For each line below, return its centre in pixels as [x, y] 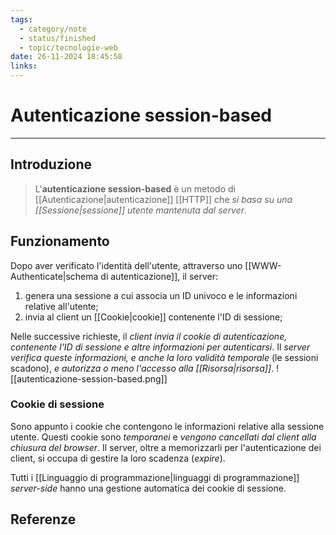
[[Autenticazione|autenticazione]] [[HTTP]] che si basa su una [163, 199]
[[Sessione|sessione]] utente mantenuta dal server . [141, 210]
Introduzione [51, 164]
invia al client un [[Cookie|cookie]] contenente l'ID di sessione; [153, 317]
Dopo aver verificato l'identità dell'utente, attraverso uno [126, 265]
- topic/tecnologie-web [68, 47]
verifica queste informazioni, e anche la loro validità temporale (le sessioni [164, 357]
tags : [21, 19]
